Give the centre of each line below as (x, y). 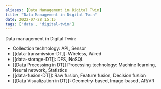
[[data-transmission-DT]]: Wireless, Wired (57, 54)
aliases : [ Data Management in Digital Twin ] (53, 10)
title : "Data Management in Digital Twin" (51, 15)
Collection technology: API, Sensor (49, 48)
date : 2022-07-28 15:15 (31, 19)
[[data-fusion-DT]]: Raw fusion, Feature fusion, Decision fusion (79, 76)
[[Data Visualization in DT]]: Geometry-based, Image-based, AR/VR (84, 81)
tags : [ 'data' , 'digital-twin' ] (40, 24)
